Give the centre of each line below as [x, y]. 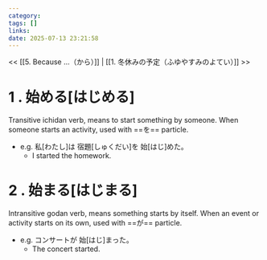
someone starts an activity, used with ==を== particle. [99, 130]
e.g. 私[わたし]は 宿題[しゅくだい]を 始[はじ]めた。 [104, 147]
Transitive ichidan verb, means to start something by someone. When [123, 120]
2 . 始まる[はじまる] [73, 191]
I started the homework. [72, 156]
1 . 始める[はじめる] [72, 97]
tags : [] [23, 23]
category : [25, 16]
